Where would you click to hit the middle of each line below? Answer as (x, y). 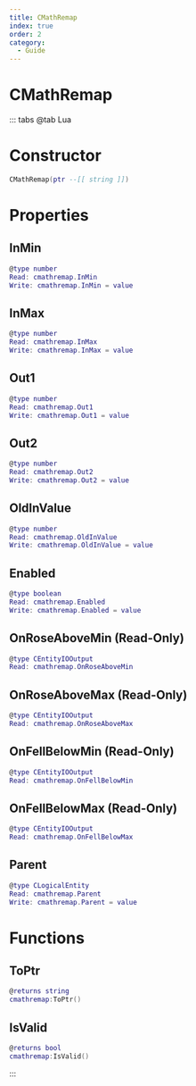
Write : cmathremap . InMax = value (71, 351)
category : (28, 42)
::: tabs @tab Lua (41, 120)
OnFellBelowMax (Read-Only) (94, 808)
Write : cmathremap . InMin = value (71, 285)
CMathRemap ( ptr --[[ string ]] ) (69, 180)
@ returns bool (36, 1048)
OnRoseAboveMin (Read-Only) (97, 638)
